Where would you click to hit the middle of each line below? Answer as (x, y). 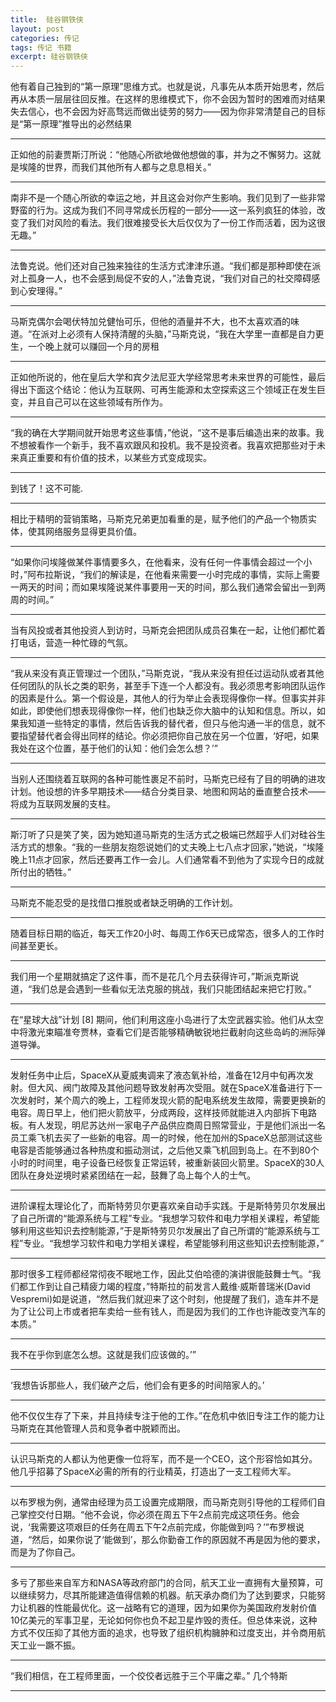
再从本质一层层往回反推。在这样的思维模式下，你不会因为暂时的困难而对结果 (168, 99)
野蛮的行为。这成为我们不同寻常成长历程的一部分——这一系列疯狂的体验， (163, 210)
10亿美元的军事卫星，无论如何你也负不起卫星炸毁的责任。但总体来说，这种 (164, 1620)
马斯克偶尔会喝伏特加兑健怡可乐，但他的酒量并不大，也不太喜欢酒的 (150, 322)
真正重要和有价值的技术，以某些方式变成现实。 (115, 458)
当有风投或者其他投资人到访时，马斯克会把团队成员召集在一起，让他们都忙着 (168, 630)
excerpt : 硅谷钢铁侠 (49, 57)
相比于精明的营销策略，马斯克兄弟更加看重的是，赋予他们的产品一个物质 (159, 519)
